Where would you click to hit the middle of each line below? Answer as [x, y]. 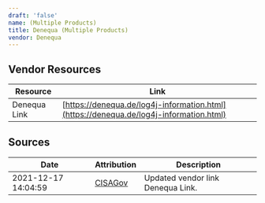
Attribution [115, 164]
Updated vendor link [181, 178]
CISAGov [111, 183]
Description [199, 164]
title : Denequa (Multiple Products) [68, 30]
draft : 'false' [33, 15]
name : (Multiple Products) [52, 23]
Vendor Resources [55, 69]
